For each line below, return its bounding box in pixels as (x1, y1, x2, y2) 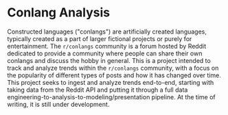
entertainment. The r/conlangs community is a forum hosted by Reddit (7, 42, 207, 50)
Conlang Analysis (7, 5, 111, 21)
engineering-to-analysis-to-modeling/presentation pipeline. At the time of (7, 92, 216, 101)
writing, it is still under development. (7, 100, 110, 108)
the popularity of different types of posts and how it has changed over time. (7, 71, 221, 79)
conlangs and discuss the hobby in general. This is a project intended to (7, 56, 211, 64)
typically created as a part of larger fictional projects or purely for (7, 34, 192, 42)
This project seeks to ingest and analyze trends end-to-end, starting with (7, 78, 214, 86)
